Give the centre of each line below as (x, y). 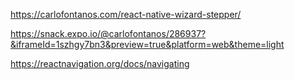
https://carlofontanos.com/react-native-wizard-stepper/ (126, 14)
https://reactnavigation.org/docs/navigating (100, 63)
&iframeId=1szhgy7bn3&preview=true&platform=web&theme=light (147, 44)
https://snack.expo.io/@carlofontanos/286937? (108, 33)
